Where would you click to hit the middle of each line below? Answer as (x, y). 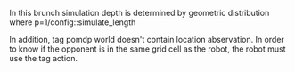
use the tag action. (44, 58)
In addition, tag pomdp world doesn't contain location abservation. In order (147, 40)
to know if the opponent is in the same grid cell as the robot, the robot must (148, 49)
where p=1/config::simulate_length (73, 22)
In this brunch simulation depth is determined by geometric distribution (139, 13)
